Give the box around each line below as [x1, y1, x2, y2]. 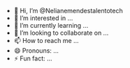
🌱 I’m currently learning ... [13, 22, 89, 29]
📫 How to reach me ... [13, 37, 79, 44]
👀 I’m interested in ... [13, 14, 73, 22]
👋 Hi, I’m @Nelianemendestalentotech [13, 7, 124, 15]
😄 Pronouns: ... [13, 46, 59, 55]
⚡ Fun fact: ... [13, 54, 52, 62]
